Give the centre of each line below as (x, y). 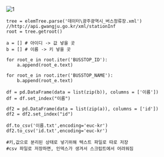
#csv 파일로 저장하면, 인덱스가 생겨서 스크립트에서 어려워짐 (70, 149)
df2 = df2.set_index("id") (40, 114)
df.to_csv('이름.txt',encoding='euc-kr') (57, 125)
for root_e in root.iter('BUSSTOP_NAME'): (60, 76)
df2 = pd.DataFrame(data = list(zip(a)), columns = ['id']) (83, 109)
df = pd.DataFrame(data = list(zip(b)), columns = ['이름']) (83, 92)
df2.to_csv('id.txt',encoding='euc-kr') (57, 131)
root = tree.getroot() (34, 32)
